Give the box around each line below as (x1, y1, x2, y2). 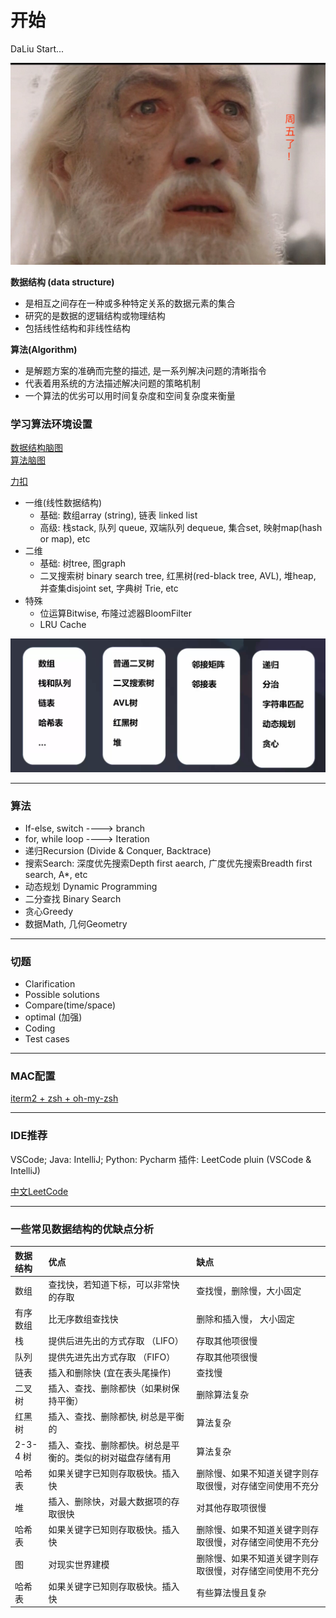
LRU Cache (39, 619, 87, 631)
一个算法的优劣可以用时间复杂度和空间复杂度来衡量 (24, 390, 236, 402)
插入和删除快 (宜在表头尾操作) (48, 1366, 172, 1378)
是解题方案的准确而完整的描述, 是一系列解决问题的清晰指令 (24, 365, 267, 377)
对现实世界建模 (48, 1558, 110, 1570)
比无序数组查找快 (48, 1313, 119, 1325)
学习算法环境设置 (10, 417, 93, 431)
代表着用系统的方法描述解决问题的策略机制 (24, 377, 201, 390)
